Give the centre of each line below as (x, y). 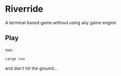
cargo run (15, 59)
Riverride (24, 9)
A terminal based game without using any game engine (61, 23)
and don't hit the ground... (31, 68)
